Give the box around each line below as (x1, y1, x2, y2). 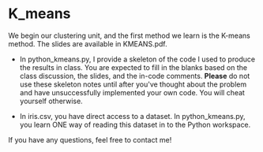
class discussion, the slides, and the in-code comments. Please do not (19, 71, 250, 80)
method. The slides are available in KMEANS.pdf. (8, 39, 167, 48)
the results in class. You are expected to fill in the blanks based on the (19, 62, 247, 72)
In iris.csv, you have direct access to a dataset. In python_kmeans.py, (19, 111, 246, 120)
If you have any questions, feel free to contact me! (8, 135, 172, 144)
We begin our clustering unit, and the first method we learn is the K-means (8, 31, 250, 40)
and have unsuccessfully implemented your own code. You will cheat (19, 87, 245, 97)
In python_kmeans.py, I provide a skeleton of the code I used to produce (19, 54, 255, 64)
